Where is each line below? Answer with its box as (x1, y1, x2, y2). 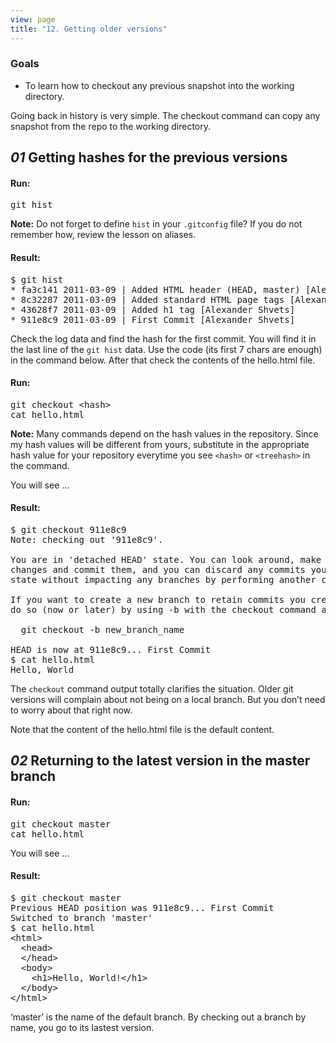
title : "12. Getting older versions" (10, 24, 168, 34)
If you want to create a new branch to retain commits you (10, 594, 307, 605)
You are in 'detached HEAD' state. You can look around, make (10, 554, 322, 565)
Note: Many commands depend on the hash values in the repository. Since (10, 427, 319, 440)
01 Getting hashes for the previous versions (10, 149, 288, 166)
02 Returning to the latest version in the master (10, 752, 311, 770)
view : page (10, 14, 56, 25)
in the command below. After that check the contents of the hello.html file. (10, 354, 316, 366)
